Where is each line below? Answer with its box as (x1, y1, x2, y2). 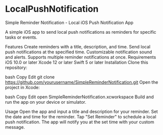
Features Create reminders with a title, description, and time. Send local (5, 44, 151, 49)
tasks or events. (5, 34, 38, 40)
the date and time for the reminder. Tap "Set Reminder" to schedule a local (5, 113, 157, 119)
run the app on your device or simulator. (5, 99, 86, 105)
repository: (5, 65, 28, 70)
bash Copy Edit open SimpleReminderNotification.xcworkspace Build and (5, 94, 154, 100)
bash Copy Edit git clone (5, 74, 55, 80)
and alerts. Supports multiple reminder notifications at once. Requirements (5, 54, 156, 60)
